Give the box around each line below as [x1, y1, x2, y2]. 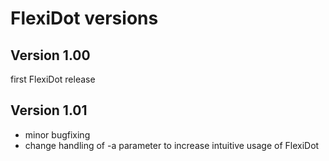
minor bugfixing [24, 128, 91, 141]
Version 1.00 [10, 47, 91, 64]
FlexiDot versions [10, 7, 159, 30]
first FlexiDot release [10, 73, 96, 85]
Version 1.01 [10, 102, 88, 119]
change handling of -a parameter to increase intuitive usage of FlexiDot [24, 139, 320, 151]
